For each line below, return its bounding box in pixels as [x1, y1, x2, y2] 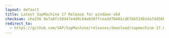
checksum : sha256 [5, 16, 42, 21]
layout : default [5, 7, 39, 12]
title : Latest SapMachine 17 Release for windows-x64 [5, 12, 121, 17]
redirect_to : [5, 21, 33, 26]
